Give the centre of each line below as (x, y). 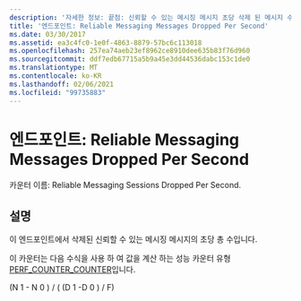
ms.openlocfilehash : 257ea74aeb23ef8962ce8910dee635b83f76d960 (130, 51)
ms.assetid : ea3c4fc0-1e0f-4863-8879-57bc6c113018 (106, 43)
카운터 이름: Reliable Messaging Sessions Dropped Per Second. (125, 185)
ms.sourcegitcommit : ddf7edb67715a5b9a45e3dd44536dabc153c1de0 (130, 59)
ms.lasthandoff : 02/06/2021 (62, 84)
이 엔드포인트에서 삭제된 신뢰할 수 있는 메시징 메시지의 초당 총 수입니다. (133, 239)
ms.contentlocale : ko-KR (56, 76)
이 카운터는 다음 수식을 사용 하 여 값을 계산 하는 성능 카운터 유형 (120, 258)
